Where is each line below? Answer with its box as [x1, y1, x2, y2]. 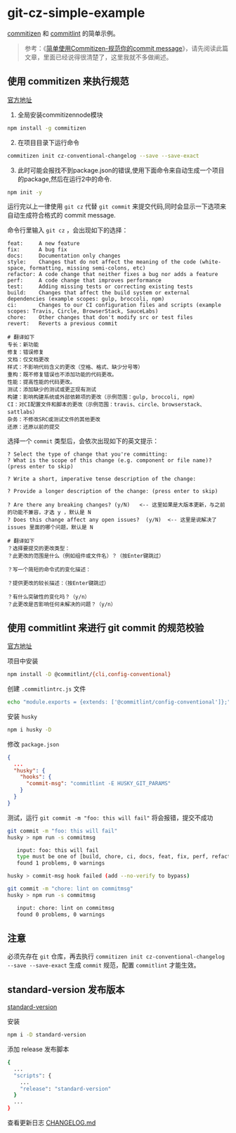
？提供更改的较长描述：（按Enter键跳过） [7, 580, 110, 587]
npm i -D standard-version [7, 1032, 86, 1039]
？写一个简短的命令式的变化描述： [7, 566, 91, 573]
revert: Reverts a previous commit [7, 320, 118, 327]
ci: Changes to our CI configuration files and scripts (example [7, 301, 221, 309]
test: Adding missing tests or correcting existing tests [7, 283, 193, 290]
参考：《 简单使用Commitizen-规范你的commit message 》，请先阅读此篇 [24, 44, 229, 52]
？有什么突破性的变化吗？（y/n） [7, 594, 90, 601]
